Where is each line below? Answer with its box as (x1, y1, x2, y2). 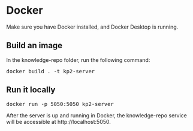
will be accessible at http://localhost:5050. (6, 118, 111, 125)
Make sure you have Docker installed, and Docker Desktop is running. (6, 23, 179, 30)
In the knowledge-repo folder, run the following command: (6, 56, 150, 63)
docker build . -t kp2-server (6, 68, 95, 74)
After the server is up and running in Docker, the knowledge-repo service (6, 111, 187, 119)
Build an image (6, 40, 63, 51)
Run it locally (6, 85, 56, 95)
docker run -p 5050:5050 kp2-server (6, 101, 114, 107)
